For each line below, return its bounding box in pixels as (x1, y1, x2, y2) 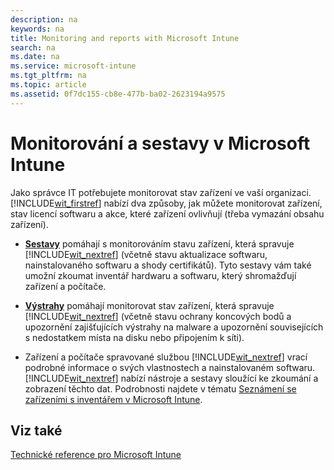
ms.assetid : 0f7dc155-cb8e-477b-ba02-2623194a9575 (10, 89, 226, 99)
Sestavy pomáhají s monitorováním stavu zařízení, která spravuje (24, 237, 295, 250)
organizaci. (265, 186, 312, 198)
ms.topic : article (10, 80, 87, 90)
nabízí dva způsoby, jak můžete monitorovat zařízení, (103, 197, 323, 209)
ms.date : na (10, 52, 60, 62)
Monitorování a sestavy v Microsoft (10, 132, 311, 155)
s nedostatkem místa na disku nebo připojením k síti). (24, 331, 245, 343)
